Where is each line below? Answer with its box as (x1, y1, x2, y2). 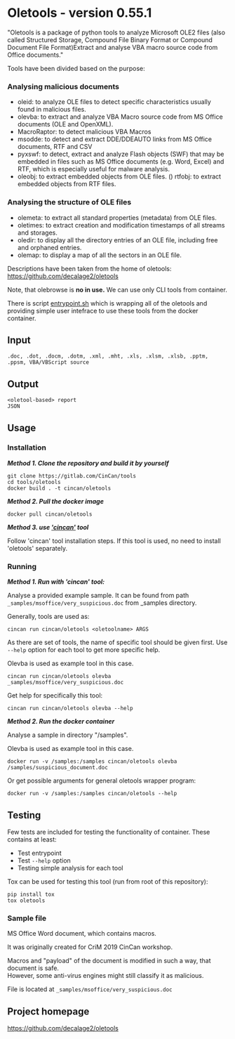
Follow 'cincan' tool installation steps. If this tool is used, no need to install (7, 536, 221, 545)
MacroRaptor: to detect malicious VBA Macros (17, 128, 152, 136)
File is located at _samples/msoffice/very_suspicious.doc (7, 985, 173, 993)
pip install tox (7, 891, 55, 898)
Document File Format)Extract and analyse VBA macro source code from (7, 43, 218, 51)
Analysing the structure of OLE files (7, 197, 132, 207)
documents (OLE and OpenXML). (17, 120, 114, 129)
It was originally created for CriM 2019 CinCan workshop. (7, 943, 173, 951)
